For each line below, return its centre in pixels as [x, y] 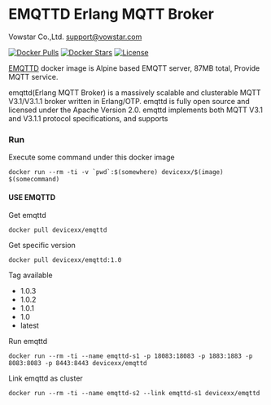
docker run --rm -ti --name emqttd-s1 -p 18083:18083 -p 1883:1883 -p [131, 356]
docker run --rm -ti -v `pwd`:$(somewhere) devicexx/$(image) [116, 172]
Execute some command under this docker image [92, 157]
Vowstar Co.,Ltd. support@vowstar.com [75, 37]
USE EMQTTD [32, 197]
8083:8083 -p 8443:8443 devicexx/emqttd [78, 364]
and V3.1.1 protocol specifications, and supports [88, 118]
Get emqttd [27, 216]
